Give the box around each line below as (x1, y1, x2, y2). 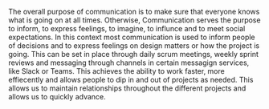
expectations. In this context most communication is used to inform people (8, 32, 255, 42)
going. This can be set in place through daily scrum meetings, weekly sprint (8, 50, 259, 59)
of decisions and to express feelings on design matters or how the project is (8, 41, 259, 50)
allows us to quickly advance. (8, 92, 106, 101)
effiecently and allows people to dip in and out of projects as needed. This (8, 75, 254, 84)
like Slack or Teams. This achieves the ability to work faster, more (8, 67, 225, 75)
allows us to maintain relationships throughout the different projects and (8, 83, 247, 93)
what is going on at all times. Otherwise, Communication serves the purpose (8, 15, 261, 25)
